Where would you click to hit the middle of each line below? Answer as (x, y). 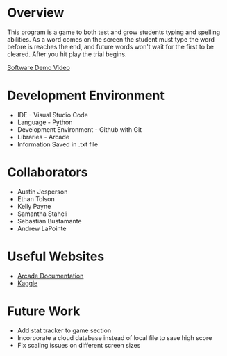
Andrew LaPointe (42, 228)
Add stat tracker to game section (64, 330)
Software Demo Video (39, 67)
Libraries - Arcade (43, 137)
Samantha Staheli (42, 214)
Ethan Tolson (36, 198)
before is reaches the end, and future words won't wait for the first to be (110, 46)
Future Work (44, 311)
